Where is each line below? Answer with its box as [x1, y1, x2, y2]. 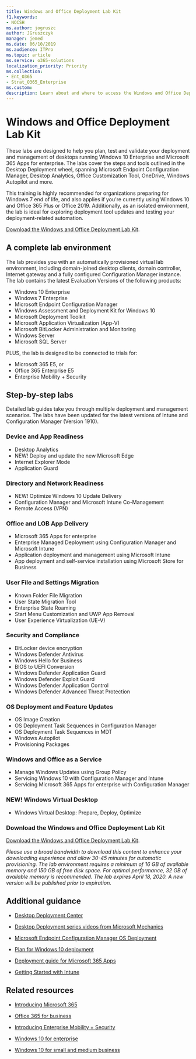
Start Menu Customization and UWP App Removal [14, 610, 135, 617]
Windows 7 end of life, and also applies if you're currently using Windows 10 [6, 195, 190, 202]
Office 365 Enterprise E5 [14, 367, 74, 374]
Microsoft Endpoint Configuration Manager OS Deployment [14, 934, 157, 941]
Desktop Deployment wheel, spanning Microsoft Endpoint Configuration [6, 166, 179, 173]
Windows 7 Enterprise [14, 294, 68, 301]
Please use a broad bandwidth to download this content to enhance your [6, 848, 182, 855]
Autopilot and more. [6, 178, 54, 185]
